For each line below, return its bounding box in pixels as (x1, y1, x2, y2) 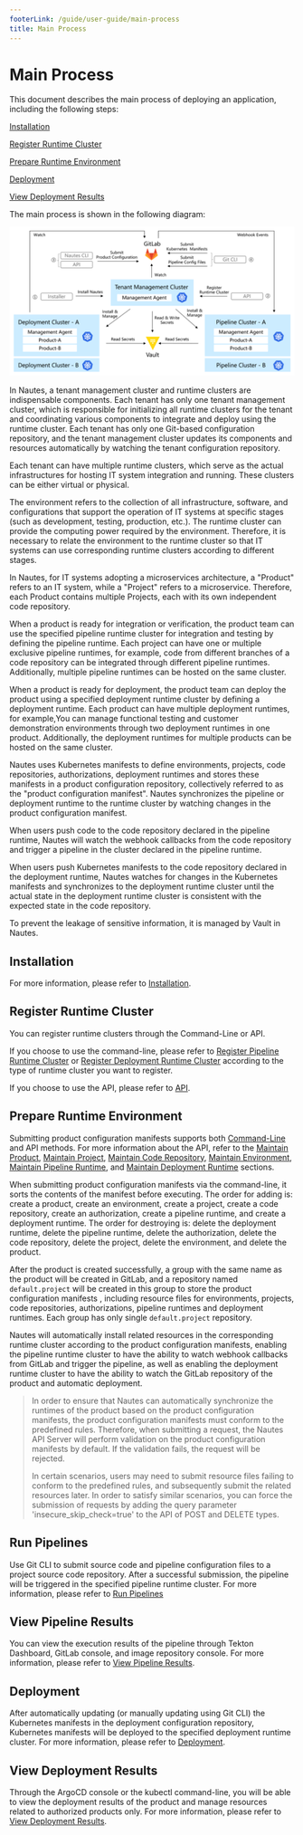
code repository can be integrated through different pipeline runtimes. (9, 657, 270, 668)
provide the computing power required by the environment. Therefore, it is (9, 526, 287, 537)
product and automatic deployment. (9, 1377, 143, 1389)
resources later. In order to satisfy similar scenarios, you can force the (31, 1489, 293, 1500)
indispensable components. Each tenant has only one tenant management (9, 395, 286, 406)
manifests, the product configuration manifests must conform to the (31, 1414, 285, 1425)
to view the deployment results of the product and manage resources (9, 1796, 268, 1807)
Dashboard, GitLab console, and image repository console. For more (9, 1648, 264, 1658)
